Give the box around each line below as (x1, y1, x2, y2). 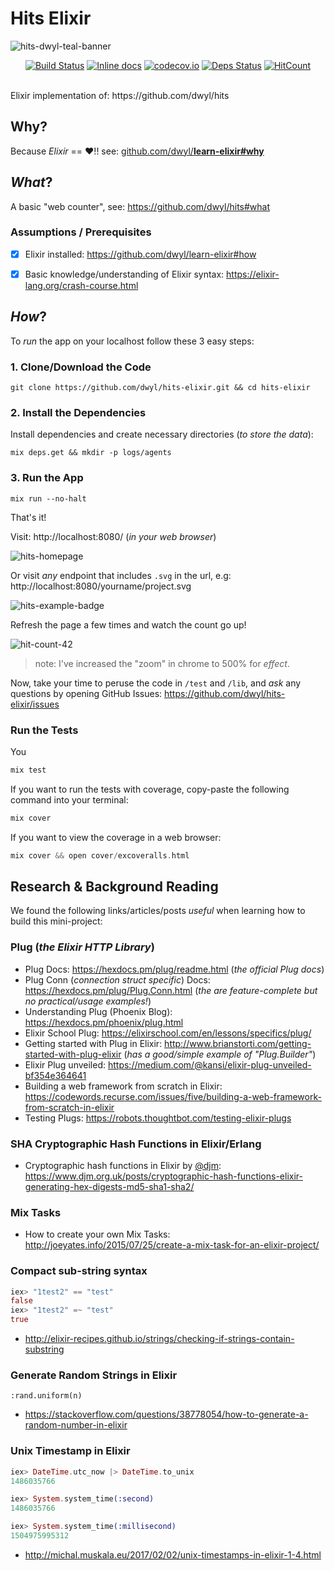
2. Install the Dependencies (10, 406, 147, 420)
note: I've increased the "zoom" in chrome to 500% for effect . (34, 657, 290, 669)
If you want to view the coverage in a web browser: (10, 831, 222, 843)
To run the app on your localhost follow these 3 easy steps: (10, 335, 255, 347)
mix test (10, 765, 47, 775)
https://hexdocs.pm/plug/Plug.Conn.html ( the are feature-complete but (24, 984, 318, 996)
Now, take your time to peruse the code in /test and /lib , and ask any (10, 677, 302, 689)
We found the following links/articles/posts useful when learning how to (10, 905, 306, 917)
